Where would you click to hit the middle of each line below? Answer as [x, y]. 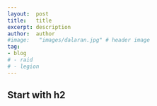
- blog [17, 54]
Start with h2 [36, 95]
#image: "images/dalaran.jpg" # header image [79, 40]
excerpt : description [39, 27]
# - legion [23, 66]
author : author [31, 34]
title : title [30, 20]
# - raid [20, 60]
